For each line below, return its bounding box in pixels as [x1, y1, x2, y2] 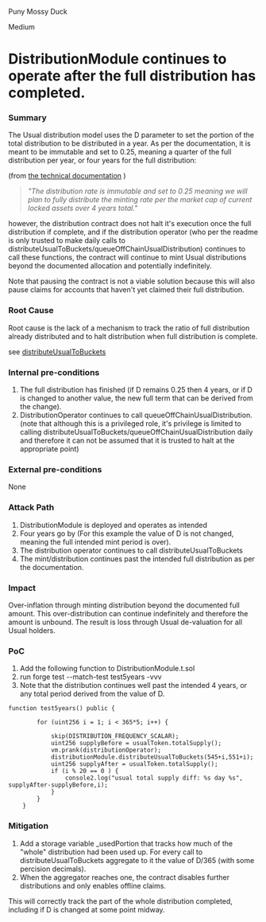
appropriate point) [19, 444, 79, 454]
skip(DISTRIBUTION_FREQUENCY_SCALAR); [50, 733, 179, 740]
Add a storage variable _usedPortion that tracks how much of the [19, 838, 233, 848]
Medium [8, 22, 36, 31]
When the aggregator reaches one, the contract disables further [19, 872, 230, 882]
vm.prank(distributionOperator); [50, 746, 161, 755]
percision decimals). [19, 864, 87, 873]
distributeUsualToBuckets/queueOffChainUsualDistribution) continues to [8, 244, 246, 254]
